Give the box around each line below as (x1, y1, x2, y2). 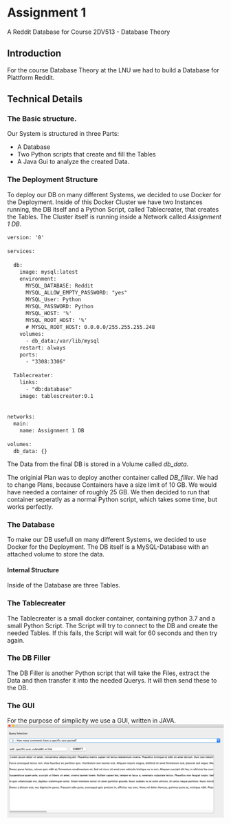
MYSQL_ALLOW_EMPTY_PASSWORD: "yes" (25, 289, 128, 296)
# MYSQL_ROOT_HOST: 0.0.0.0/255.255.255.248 (25, 323, 155, 330)
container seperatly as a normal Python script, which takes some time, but (7, 495, 218, 503)
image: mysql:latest (19, 268, 78, 275)
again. (7, 636, 25, 644)
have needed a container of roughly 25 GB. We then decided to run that (7, 488, 210, 496)
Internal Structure (7, 565, 60, 574)
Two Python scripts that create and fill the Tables (16, 150, 156, 159)
